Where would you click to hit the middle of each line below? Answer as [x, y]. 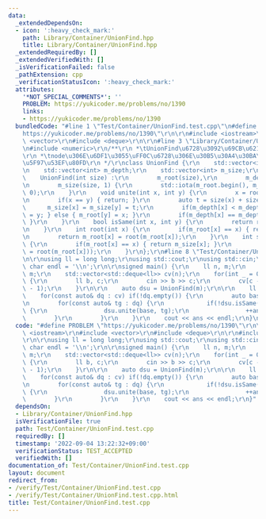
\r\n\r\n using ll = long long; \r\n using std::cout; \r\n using [125, 340]
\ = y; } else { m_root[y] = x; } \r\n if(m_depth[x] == [129, 215]
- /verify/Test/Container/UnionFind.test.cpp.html [93, 495]
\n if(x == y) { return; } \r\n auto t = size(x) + [133, 200]
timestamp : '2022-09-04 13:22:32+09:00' [83, 444]
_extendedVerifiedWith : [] [60, 60]
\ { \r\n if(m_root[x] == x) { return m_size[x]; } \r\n [127, 244]
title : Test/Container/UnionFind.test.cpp [79, 502]
